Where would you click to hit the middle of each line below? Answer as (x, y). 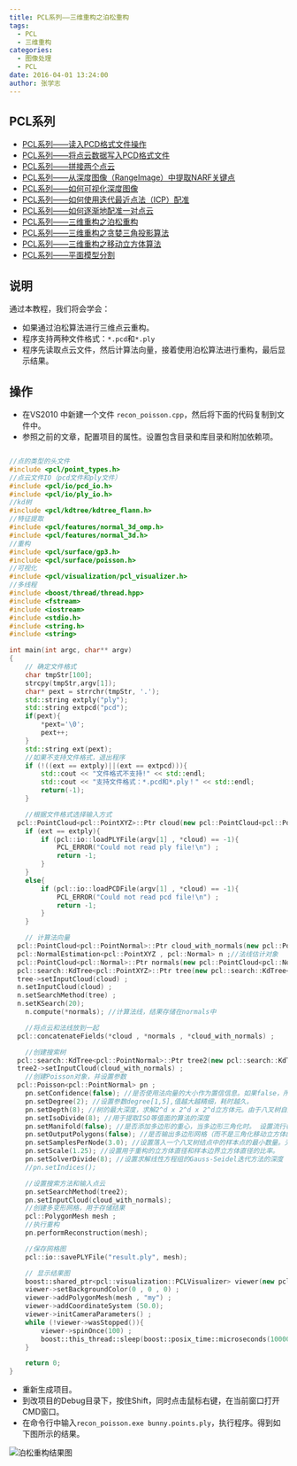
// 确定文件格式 (51, 667)
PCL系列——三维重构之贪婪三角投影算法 (95, 233)
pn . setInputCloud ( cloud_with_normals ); (99, 1200)
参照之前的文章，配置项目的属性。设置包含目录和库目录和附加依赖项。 (150, 437)
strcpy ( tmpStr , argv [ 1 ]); (71, 683)
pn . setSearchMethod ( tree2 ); (76, 1192)
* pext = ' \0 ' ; (63, 725)
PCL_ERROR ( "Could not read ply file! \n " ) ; (137, 847)
